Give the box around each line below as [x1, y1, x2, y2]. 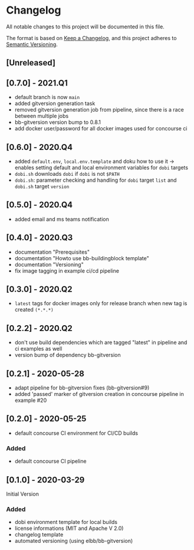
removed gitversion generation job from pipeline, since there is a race [14, 106, 184, 113]
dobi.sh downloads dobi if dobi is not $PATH [14, 170, 120, 177]
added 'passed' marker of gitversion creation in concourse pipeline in [14, 391, 184, 398]
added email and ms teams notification [14, 215, 109, 222]
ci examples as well [14, 345, 63, 352]
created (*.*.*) [14, 306, 54, 313]
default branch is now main [14, 94, 80, 101]
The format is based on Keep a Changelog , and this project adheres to [6, 34, 177, 41]
